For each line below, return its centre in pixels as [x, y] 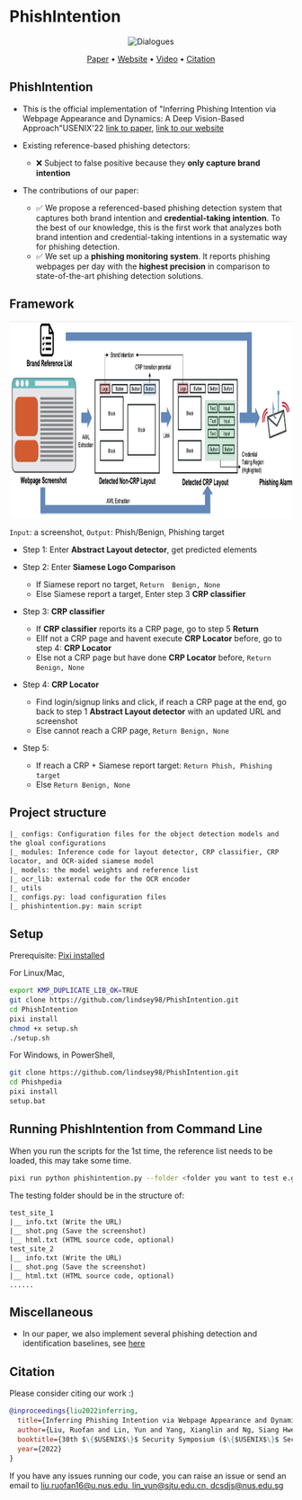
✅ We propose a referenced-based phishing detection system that [159, 208]
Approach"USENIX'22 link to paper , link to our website [123, 128]
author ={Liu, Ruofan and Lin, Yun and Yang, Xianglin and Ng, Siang [148, 1430]
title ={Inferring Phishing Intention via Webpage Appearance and [142, 1421]
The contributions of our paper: [80, 190]
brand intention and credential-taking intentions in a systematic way [161, 237]
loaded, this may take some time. [71, 1160]
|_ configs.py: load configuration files [88, 897]
